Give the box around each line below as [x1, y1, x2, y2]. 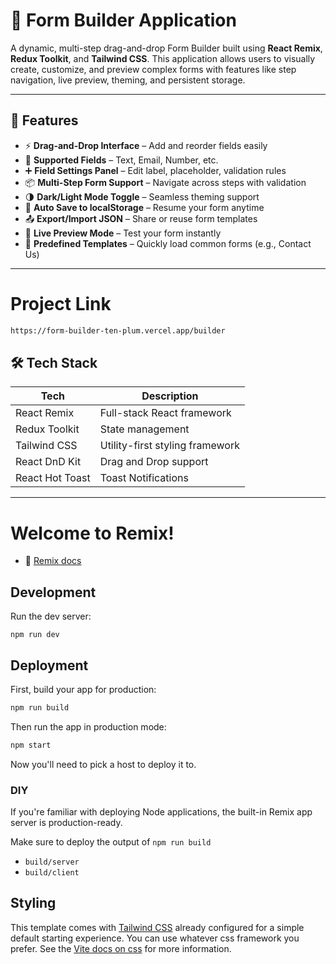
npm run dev [10, 630, 60, 640]
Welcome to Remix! [10, 522, 175, 544]
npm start [10, 740, 52, 750]
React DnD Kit [15, 455, 82, 469]
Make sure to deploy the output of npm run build [10, 835, 212, 848]
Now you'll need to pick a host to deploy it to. [10, 758, 197, 770]
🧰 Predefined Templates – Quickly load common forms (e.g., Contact [24, 237, 312, 249]
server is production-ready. [10, 816, 123, 828]
